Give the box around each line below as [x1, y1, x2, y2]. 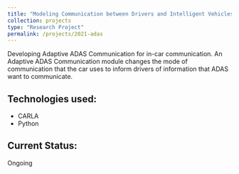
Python [17, 119, 39, 128]
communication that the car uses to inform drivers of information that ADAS [7, 65, 229, 73]
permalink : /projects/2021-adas [7, 30, 103, 38]
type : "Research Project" [7, 23, 84, 31]
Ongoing [7, 158, 33, 167]
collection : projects [7, 17, 72, 24]
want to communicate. [7, 72, 73, 81]
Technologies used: [7, 93, 97, 105]
